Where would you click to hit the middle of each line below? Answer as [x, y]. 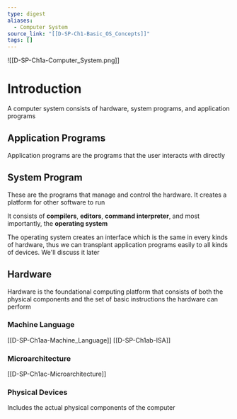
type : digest [27, 14]
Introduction [45, 89]
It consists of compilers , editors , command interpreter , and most [104, 216]
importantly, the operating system [58, 223]
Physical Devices [37, 392]
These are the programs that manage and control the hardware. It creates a [117, 195]
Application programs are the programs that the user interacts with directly [116, 155]
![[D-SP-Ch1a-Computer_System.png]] [64, 60]
